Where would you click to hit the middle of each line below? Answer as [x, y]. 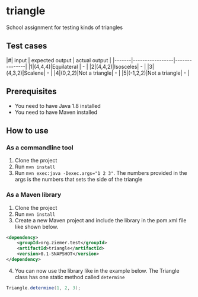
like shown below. [36, 226]
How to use [27, 131]
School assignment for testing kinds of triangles [65, 27]
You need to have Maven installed [56, 112]
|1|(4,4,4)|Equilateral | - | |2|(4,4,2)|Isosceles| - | [87, 66]
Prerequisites [31, 92]
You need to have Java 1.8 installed [58, 106]
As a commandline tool [40, 148]
